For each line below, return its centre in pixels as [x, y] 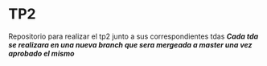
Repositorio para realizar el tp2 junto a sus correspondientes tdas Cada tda [133, 36]
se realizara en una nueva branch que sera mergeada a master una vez [130, 44]
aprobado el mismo [41, 53]
